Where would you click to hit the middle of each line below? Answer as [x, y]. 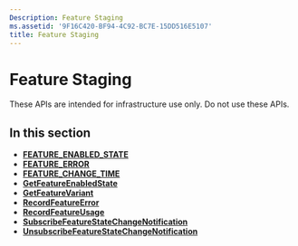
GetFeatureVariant [58, 193]
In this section [50, 132]
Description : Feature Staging [67, 18]
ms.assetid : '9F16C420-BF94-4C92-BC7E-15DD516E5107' [111, 26]
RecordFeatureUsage [63, 213]
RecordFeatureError [61, 203]
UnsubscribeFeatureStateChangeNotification [110, 232]
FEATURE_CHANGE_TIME [71, 174]
